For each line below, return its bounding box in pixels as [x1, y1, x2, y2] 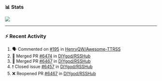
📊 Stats [5, 3, 24, 10]
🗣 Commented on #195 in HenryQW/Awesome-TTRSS [12, 46, 121, 52]
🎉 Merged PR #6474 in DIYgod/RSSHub [12, 53, 91, 59]
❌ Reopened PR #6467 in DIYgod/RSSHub [12, 70, 96, 76]
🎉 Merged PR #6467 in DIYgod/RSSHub [12, 58, 91, 64]
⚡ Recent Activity [5, 33, 47, 40]
